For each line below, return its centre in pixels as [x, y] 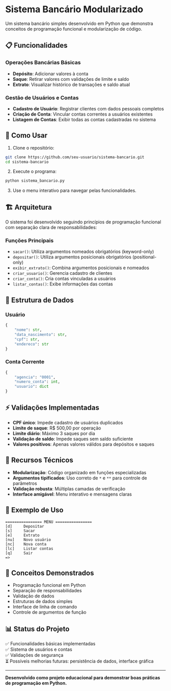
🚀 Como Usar [26, 136]
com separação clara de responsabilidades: [51, 227]
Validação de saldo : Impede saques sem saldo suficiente [73, 439]
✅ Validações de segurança [34, 655]
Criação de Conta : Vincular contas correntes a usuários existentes [82, 114]
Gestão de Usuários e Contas [42, 98]
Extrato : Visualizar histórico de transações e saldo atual [71, 84]
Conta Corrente [25, 362]
